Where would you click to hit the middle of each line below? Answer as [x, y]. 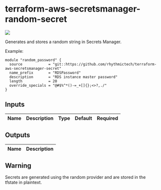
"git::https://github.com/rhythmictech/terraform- [105, 64]
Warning [18, 166]
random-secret [36, 19]
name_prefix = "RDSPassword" [45, 73]
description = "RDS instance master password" [64, 77]
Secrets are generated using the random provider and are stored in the [75, 177]
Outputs [18, 135]
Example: [14, 51]
